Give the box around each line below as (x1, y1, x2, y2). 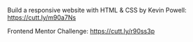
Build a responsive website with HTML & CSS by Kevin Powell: (7, 6, 187, 14)
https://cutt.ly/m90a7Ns (7, 13, 76, 22)
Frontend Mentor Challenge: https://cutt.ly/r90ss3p (7, 27, 155, 35)
